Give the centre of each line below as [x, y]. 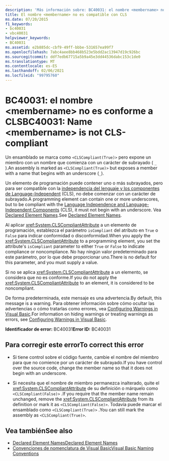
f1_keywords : [19, 24]
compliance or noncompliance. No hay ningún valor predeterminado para [81, 251]
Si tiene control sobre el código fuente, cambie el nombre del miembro [86, 357]
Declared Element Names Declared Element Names [65, 443]
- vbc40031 [17, 33]
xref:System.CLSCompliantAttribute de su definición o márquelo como [85, 388]
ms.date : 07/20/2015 [27, 19]
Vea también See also [39, 431]
